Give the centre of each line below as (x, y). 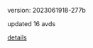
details (17, 37)
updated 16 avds (31, 24)
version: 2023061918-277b (47, 10)
